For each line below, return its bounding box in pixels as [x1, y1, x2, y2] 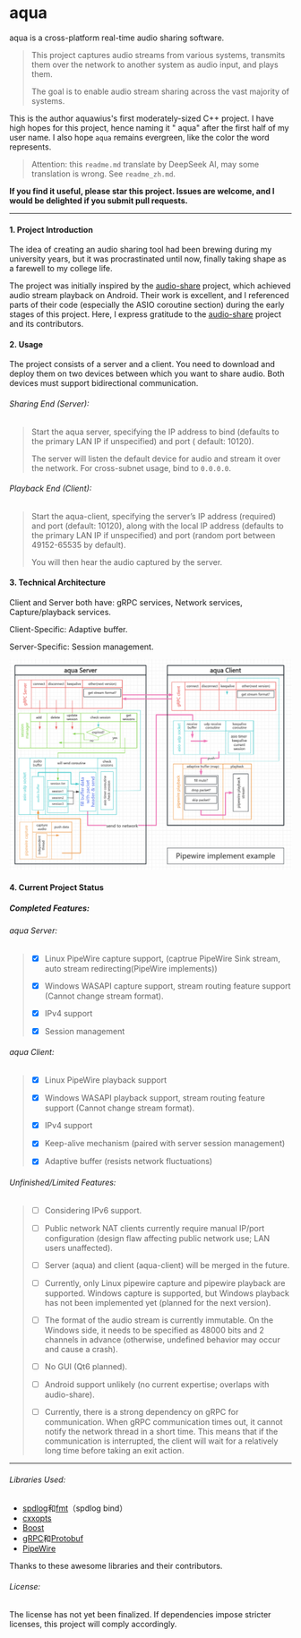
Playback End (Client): [9, 483, 92, 494]
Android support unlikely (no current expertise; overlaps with [44, 1378, 270, 1390]
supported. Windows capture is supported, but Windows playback [44, 1288, 289, 1299]
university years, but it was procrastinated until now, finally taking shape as [9, 253, 287, 264]
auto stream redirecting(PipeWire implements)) [44, 963, 218, 973]
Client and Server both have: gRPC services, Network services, [9, 596, 244, 607]
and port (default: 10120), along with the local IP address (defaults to [30, 520, 284, 531]
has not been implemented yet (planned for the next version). [44, 1297, 271, 1308]
